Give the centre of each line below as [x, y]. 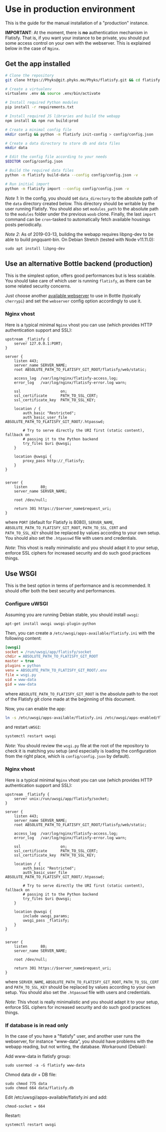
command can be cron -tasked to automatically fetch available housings [78, 219]
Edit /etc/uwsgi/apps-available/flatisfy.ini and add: [56, 1097]
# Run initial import [27, 184]
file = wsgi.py [21, 675]
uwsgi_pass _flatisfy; [46, 920]
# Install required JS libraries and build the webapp [63, 116]
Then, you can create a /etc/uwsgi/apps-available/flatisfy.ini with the [80, 633]
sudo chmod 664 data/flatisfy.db [40, 1088]
